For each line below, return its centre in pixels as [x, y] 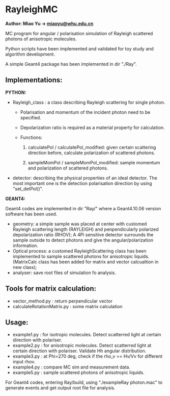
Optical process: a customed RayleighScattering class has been [79, 251]
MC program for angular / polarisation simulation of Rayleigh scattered [79, 33]
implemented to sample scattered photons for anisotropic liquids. [81, 256]
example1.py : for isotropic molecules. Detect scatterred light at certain [87, 335]
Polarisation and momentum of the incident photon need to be [85, 112]
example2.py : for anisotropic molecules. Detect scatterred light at [82, 345]
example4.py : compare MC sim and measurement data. [72, 367]
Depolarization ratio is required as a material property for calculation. [92, 127]
